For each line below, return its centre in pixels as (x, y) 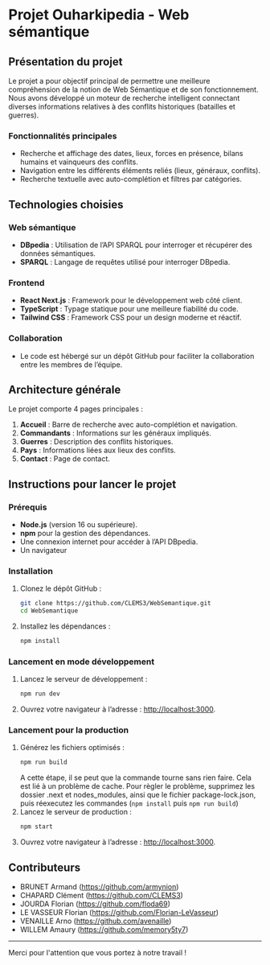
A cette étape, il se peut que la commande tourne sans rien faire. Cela (135, 777)
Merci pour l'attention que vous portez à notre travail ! (98, 953)
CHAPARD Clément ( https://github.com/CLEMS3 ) (101, 896)
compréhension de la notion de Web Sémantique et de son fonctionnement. (133, 89)
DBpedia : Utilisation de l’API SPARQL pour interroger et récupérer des (136, 245)
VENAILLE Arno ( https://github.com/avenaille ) (96, 921)
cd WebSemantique (49, 611)
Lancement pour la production (69, 730)
